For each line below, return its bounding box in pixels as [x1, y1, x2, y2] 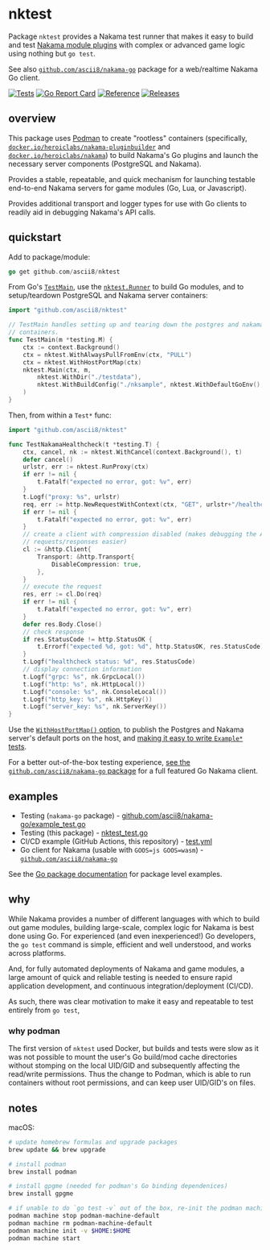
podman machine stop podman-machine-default [8, 1212, 160, 1220]
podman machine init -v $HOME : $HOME [8, 1227, 131, 1235]
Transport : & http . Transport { [37, 553, 135, 561]
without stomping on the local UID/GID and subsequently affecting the [8, 1061, 240, 1070]
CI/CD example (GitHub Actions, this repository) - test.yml [19, 837, 213, 846]
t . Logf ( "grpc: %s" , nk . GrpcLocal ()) [22, 672, 146, 681]
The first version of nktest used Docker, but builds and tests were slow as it [8, 1044, 260, 1053]
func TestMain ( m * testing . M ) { [8, 336, 113, 344]
